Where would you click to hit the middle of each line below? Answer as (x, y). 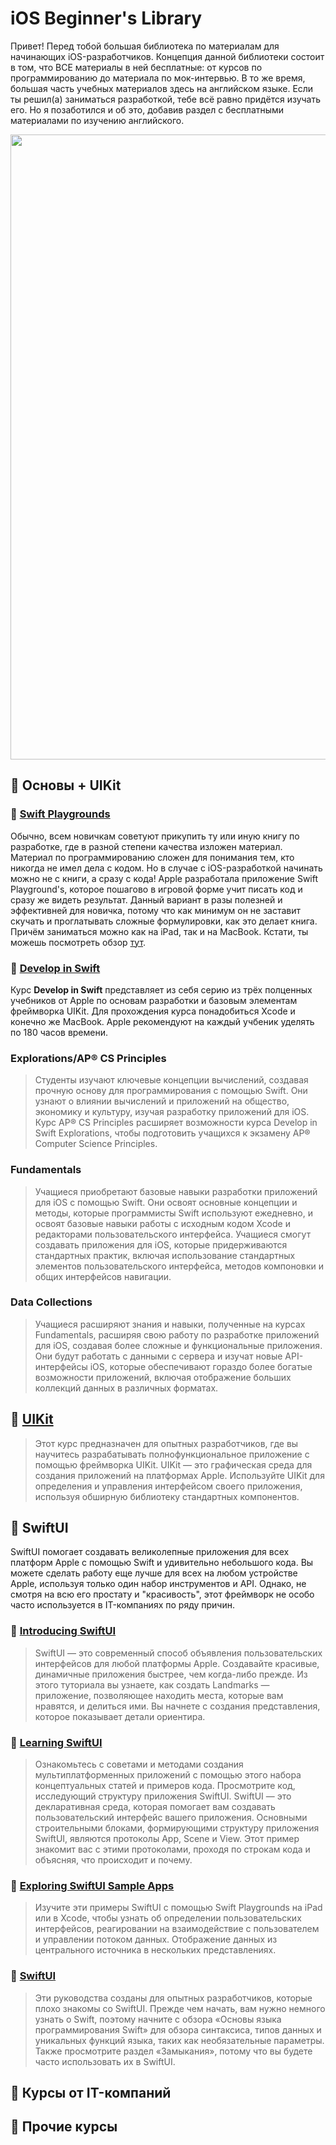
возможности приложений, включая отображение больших (163, 1377)
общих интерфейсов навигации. (103, 1276)
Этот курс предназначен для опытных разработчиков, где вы (166, 1443)
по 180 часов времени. (59, 1032)
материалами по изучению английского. (97, 120)
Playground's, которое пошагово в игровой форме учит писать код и (156, 889)
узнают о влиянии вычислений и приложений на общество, (162, 1101)
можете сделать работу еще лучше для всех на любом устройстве (154, 1573)
